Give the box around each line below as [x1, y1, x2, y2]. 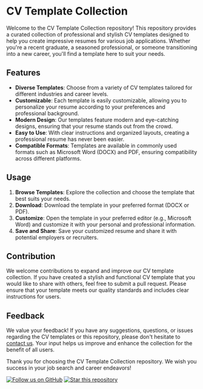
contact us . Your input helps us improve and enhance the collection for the [6, 340, 193, 347]
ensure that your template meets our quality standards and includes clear [6, 286, 189, 294]
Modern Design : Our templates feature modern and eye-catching [15, 116, 179, 123]
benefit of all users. [6, 346, 55, 353]
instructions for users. [6, 293, 62, 300]
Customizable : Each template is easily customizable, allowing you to [15, 96, 187, 104]
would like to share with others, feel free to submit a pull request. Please [6, 280, 187, 288]
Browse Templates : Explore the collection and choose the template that [15, 188, 195, 195]
